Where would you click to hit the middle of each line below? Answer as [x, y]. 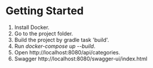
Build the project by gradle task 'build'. [62, 40]
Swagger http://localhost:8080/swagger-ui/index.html [81, 59]
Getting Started [45, 11]
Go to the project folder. [44, 33]
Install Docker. [32, 27]
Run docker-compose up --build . [55, 46]
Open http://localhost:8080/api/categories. [67, 52]
